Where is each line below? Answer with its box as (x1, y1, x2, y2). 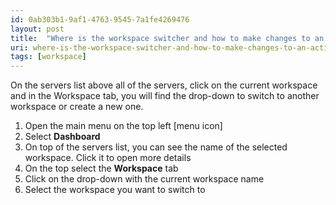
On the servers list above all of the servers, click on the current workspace (10, 79, 318, 91)
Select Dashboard (24, 131, 101, 143)
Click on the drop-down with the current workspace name (24, 173, 265, 185)
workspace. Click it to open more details (24, 152, 192, 164)
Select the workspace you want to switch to (24, 184, 206, 196)
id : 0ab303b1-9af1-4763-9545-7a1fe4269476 (10, 14, 190, 25)
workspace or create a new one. (10, 101, 144, 113)
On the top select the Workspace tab (24, 162, 179, 175)
